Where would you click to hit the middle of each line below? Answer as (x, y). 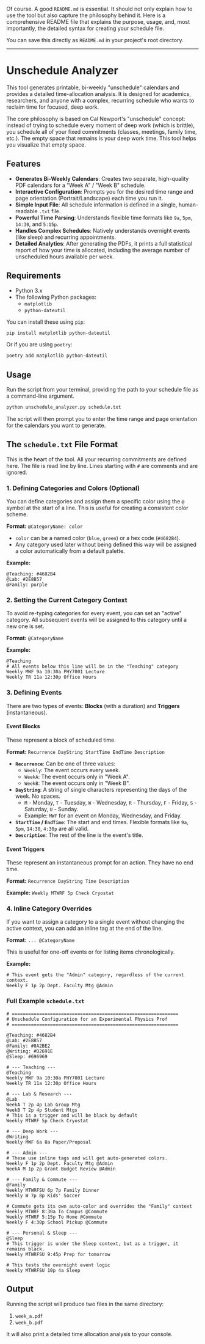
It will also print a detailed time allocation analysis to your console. (89, 1334)
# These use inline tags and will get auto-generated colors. (87, 1158)
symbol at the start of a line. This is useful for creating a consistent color (97, 508)
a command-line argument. (41, 396)
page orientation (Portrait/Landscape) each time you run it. (89, 198)
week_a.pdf (29, 1316)
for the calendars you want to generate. (56, 425)
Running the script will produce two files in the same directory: (85, 1304)
